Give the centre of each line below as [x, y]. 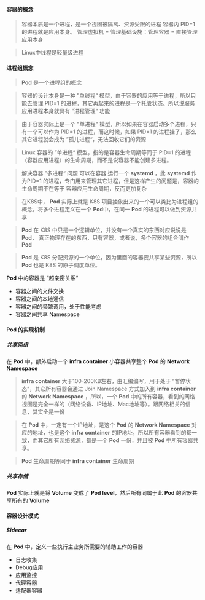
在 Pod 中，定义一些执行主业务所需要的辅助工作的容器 [75, 547]
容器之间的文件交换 [40, 291]
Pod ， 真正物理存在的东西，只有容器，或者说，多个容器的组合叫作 [105, 238]
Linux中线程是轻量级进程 [52, 53]
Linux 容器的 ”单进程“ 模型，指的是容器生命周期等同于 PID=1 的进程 [106, 152]
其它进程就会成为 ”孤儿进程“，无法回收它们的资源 [84, 140]
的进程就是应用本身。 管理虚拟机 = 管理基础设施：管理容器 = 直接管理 [110, 32]
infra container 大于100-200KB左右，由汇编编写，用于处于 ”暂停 [103, 381]
